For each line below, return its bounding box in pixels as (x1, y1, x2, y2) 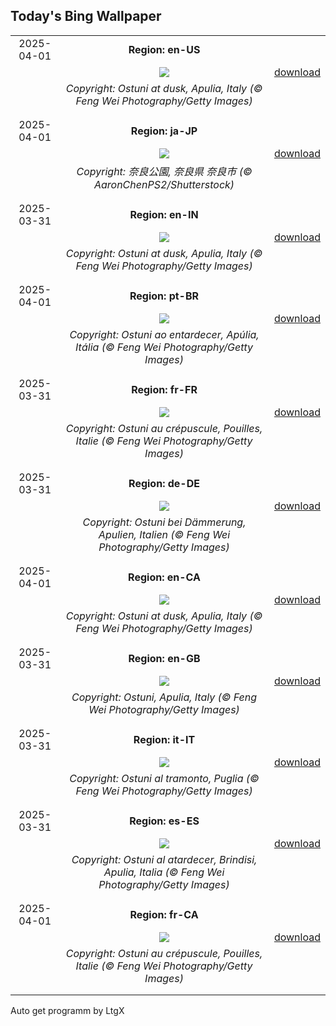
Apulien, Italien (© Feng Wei (98, 527, 231, 541)
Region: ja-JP (130, 124, 198, 138)
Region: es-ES (129, 814, 200, 828)
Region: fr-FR (131, 382, 198, 396)
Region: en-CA (128, 570, 201, 584)
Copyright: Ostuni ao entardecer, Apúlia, (69, 327, 260, 341)
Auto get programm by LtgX (10, 1004, 125, 1016)
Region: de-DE (128, 476, 200, 490)
